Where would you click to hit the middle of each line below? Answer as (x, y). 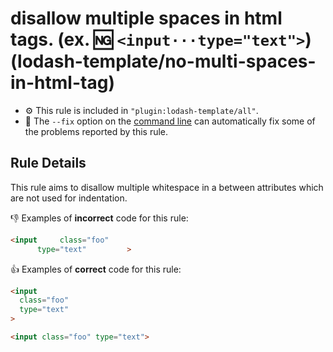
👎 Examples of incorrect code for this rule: (99, 218)
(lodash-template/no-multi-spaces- (163, 61)
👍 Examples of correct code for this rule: (96, 269)
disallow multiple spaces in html (146, 18)
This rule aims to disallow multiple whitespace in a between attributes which (167, 187)
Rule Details (48, 163)
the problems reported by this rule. (96, 131)
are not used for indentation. (69, 198)
